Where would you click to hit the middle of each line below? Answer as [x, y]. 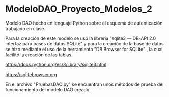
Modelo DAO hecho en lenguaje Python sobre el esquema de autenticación [84, 23]
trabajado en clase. [25, 28]
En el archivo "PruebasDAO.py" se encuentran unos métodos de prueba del [84, 84]
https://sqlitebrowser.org [31, 74]
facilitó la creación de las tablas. [39, 55]
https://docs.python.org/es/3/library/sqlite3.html [56, 64]
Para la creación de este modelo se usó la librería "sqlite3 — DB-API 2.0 [81, 38]
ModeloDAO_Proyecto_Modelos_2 [79, 9]
